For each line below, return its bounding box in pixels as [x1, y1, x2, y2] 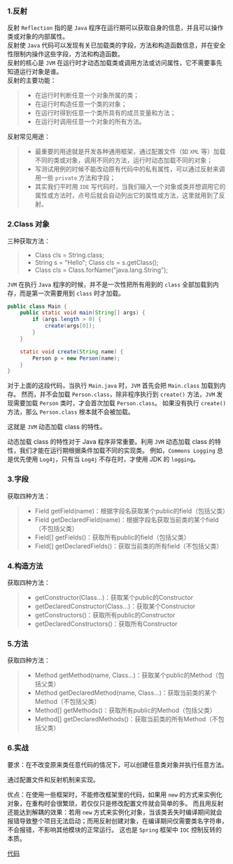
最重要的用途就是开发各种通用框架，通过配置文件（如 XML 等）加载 [34, 148, 226, 156]
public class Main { [7, 303, 68, 310]
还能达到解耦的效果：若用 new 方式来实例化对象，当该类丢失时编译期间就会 [7, 808, 223, 816]
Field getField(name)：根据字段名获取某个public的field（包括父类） [34, 506, 229, 515]
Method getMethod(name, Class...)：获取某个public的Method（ [34, 671, 219, 679]
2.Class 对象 [7, 219, 50, 229]
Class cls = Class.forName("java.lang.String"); [34, 266, 169, 274]
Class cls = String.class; [34, 251, 105, 259]
